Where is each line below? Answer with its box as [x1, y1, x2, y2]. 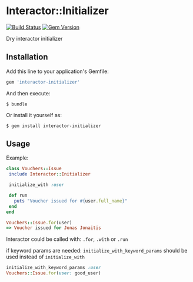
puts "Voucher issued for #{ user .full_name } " [14, 198, 128, 204]
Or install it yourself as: [6, 111, 62, 118]
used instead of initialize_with [6, 253, 85, 260]
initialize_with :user [8, 182, 65, 188]
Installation [6, 52, 48, 62]
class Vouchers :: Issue [6, 166, 62, 172]
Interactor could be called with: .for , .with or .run [6, 235, 128, 243]
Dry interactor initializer [6, 35, 63, 42]
